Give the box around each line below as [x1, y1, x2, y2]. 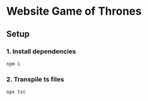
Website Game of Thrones [6, 4, 142, 18]
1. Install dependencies [6, 47, 76, 56]
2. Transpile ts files [6, 75, 64, 83]
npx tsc [6, 89, 26, 95]
